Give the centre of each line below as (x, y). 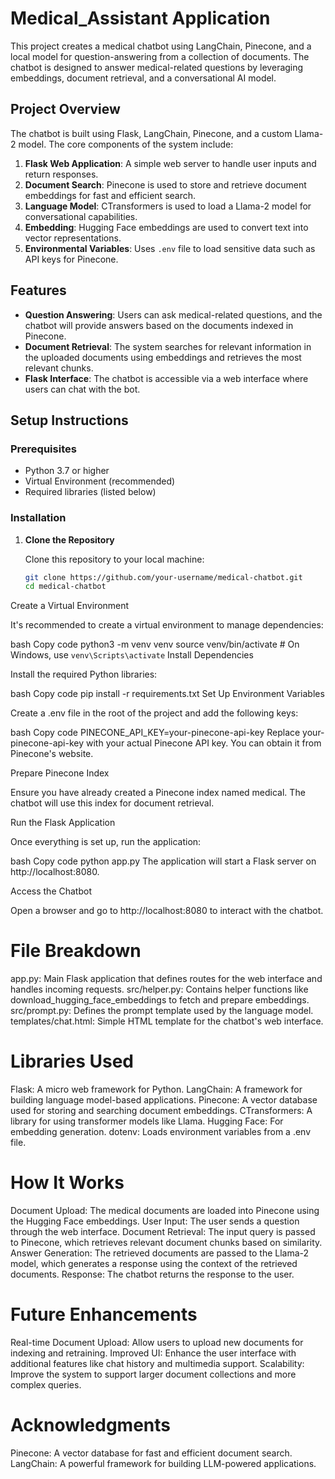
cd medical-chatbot (65, 587)
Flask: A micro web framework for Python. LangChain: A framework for (156, 1089)
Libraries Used (72, 1061)
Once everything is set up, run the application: (106, 842)
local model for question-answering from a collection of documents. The (160, 56)
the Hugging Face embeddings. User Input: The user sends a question (155, 1221)
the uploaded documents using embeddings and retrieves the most (163, 357)
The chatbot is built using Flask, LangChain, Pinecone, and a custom (151, 133)
